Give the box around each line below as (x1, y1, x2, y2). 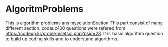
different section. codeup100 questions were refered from (5, 25, 126, 31)
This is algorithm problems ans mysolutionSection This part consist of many (5, 20, 163, 26)
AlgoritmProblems (5, 3, 84, 15)
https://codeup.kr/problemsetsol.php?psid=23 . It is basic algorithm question (5, 30, 163, 36)
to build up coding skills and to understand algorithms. (5, 36, 119, 42)
